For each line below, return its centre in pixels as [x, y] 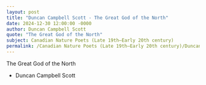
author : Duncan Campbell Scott [46, 29]
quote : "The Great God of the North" [55, 35]
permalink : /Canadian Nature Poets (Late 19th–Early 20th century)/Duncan [104, 46]
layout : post [23, 12]
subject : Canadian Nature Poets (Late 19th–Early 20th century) [90, 40]
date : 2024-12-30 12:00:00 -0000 [49, 23]
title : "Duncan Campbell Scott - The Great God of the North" [87, 18]
